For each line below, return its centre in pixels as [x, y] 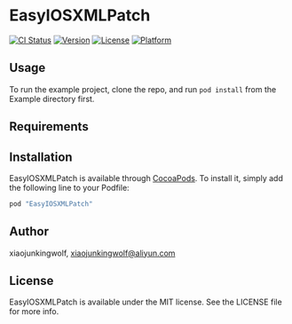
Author [29, 232]
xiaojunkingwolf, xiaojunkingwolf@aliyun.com [92, 253]
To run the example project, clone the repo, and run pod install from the [143, 89]
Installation [41, 157]
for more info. [34, 312]
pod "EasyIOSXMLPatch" [51, 204]
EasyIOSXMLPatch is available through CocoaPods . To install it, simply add [146, 178]
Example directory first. [52, 99]
